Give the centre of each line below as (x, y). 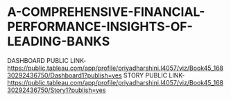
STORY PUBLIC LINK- (154, 75)
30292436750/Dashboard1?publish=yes (65, 75)
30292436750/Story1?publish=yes (57, 90)
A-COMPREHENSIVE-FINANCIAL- (106, 12)
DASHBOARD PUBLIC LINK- (47, 60)
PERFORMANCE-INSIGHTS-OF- (100, 27)
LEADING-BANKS (59, 42)
